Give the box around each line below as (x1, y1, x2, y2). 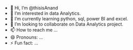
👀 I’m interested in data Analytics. (10, 10, 81, 16)
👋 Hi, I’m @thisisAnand (10, 5, 58, 11)
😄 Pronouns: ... (10, 34, 43, 40)
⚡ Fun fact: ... (10, 40, 38, 46)
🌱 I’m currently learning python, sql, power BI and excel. (10, 16, 128, 21)
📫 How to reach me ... (10, 27, 58, 33)
